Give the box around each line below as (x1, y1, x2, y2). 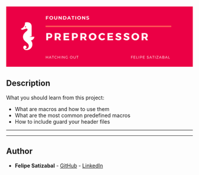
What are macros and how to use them (14, 105, 110, 112)
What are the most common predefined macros (14, 112, 131, 119)
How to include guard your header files (14, 118, 111, 125)
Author (6, 146, 33, 157)
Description (6, 78, 50, 89)
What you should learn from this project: (6, 94, 105, 101)
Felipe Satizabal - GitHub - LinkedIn (14, 162, 104, 169)
